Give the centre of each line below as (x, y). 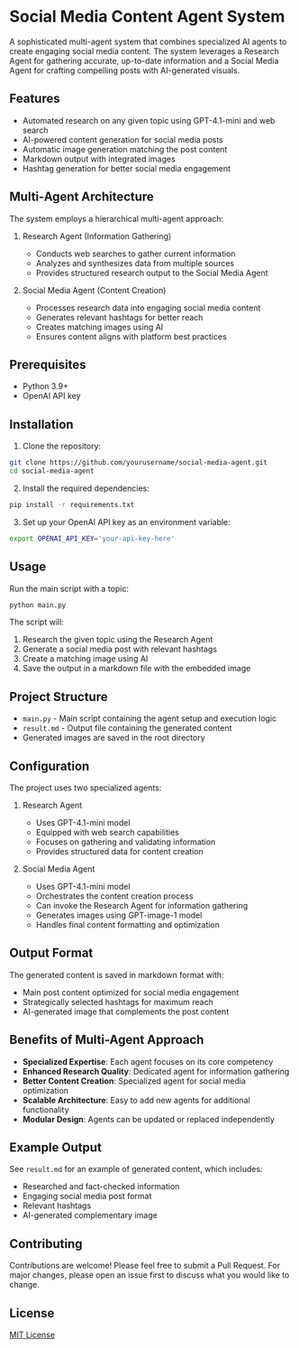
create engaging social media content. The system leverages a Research (144, 51)
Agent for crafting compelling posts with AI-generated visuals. (125, 70)
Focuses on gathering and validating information (126, 842)
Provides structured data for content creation (120, 851)
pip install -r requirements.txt (72, 504)
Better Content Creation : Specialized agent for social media (134, 1081)
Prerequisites (48, 364)
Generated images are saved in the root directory (113, 738)
